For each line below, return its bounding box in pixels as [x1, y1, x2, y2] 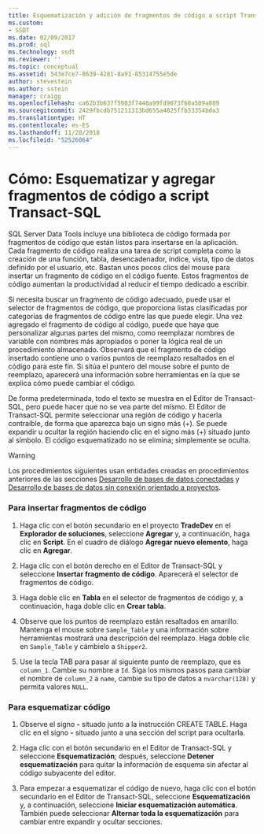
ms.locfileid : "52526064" [8, 135, 93, 144]
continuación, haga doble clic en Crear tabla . [19, 601, 167, 610]
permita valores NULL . [19, 682, 89, 691]
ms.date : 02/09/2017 [8, 33, 76, 42]
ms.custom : [8, 19, 44, 27]
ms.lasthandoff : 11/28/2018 [8, 128, 101, 136]
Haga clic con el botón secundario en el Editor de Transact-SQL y [19, 743, 232, 753]
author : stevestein [8, 77, 72, 85]
